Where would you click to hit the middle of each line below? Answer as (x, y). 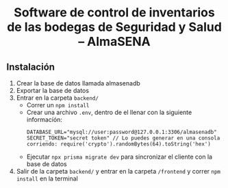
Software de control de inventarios (114, 13)
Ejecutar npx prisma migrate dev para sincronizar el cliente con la (119, 157)
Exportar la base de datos (53, 91)
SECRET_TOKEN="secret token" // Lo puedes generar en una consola (123, 138)
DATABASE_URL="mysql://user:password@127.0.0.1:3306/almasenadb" (122, 132)
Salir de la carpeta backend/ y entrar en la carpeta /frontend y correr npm (118, 171)
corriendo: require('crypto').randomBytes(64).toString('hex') (119, 144)
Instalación (31, 67)
